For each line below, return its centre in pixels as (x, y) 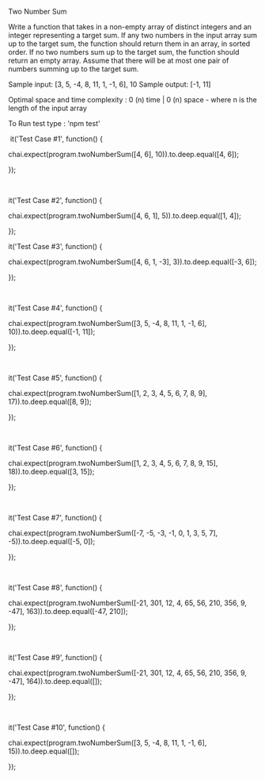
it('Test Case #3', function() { (55, 246)
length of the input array (47, 108)
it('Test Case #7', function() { (55, 518)
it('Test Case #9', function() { (55, 657)
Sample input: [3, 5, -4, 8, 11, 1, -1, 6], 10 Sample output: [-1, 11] (110, 84)
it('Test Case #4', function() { (55, 308)
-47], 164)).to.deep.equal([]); (55, 681)
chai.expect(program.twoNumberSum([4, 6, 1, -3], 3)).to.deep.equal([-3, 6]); (132, 262)
